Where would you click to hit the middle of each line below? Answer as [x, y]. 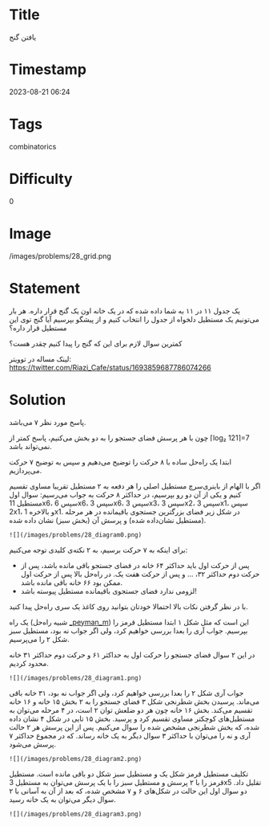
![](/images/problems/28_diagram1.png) [76, 678]
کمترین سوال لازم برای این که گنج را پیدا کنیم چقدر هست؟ [96, 343]
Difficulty [41, 179]
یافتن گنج [23, 37]
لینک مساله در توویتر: [40, 358]
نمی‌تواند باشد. [31, 446]
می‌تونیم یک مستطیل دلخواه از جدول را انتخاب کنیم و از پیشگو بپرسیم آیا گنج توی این [134, 319]
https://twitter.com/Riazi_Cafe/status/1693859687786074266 [110, 367]
